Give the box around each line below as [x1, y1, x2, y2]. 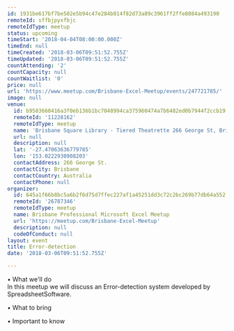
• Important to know [7, 317, 65, 325]
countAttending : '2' [7, 62, 68, 69]
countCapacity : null [7, 68, 68, 75]
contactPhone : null [13, 178, 70, 185]
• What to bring [7, 304, 52, 311]
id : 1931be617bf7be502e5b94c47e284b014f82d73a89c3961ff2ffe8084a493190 [7, 10, 219, 17]
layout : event [7, 237, 49, 244]
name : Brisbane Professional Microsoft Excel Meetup [13, 211, 170, 218]
